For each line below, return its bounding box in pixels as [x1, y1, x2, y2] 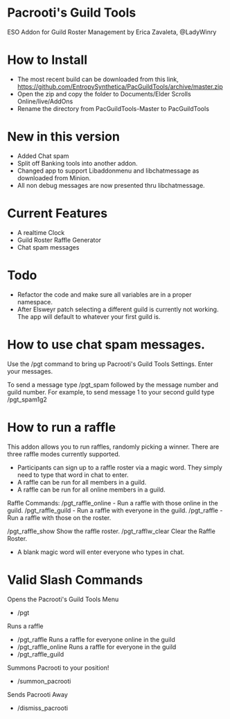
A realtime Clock [17, 228, 65, 236]
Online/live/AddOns [17, 97, 73, 105]
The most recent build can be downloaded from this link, [17, 75, 179, 83]
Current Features [7, 206, 108, 221]
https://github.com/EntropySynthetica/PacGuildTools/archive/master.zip [17, 82, 223, 91]
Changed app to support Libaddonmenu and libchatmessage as [17, 166, 200, 175]
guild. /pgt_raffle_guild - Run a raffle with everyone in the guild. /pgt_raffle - [7, 506, 223, 514]
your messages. [7, 367, 53, 375]
